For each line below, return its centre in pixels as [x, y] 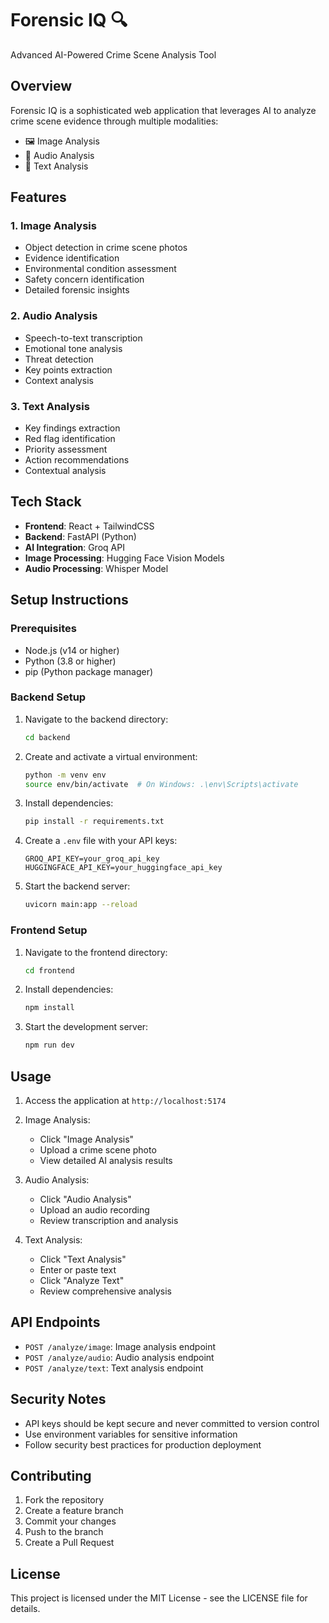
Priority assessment [66, 449]
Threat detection [59, 359]
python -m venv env [65, 775]
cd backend [47, 737]
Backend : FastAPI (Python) [80, 536]
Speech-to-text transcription [83, 338]
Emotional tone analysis [73, 348]
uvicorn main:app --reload [81, 905]
